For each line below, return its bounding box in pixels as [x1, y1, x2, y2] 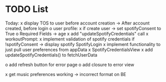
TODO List [5, 3, 48, 15]
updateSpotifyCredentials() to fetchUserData [5, 51, 97, 58]
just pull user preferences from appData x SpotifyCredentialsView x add [5, 46, 153, 52]
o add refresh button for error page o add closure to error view [5, 61, 134, 67]
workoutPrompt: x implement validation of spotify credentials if [5, 36, 135, 42]
